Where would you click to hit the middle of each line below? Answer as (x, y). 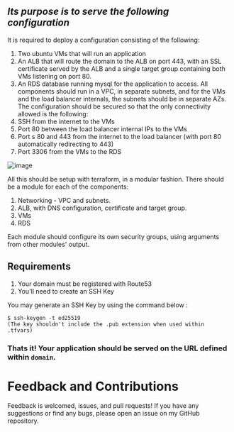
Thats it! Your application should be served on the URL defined (117, 348)
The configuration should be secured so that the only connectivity (114, 106)
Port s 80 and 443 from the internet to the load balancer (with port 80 (119, 136)
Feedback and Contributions (93, 386)
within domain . (32, 357)
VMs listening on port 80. (55, 76)
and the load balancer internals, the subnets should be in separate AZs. (122, 99)
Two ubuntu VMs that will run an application (82, 53)
